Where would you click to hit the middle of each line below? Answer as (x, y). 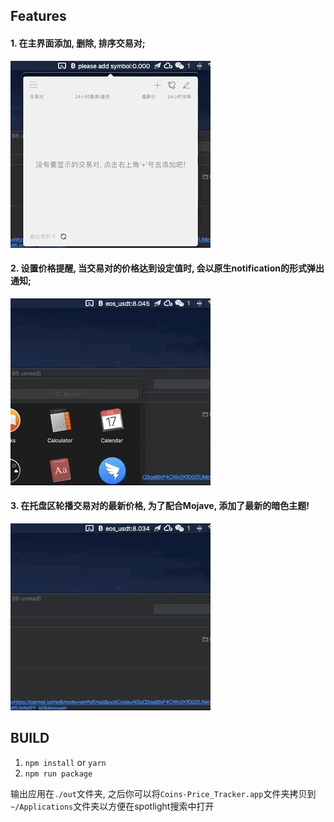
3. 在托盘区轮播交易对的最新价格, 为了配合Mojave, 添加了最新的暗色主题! (160, 506)
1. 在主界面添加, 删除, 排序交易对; (78, 43)
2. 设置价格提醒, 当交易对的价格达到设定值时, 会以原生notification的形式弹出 (167, 268)
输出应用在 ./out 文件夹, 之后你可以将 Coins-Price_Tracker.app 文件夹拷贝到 (163, 793)
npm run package (58, 774)
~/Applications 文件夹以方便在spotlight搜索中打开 (112, 806)
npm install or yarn (65, 762)
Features (38, 16)
